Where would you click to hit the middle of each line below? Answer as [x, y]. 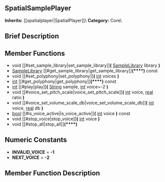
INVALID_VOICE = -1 [33, 152]
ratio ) [18, 98]
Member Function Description [52, 173]
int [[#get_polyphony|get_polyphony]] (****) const [64, 81]
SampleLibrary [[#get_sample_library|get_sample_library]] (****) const [85, 71]
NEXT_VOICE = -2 [31, 157]
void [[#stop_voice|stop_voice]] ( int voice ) [56, 119]
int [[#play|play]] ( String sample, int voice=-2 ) [60, 87]
